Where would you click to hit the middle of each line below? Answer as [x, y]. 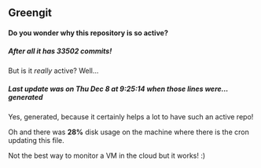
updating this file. [36, 140]
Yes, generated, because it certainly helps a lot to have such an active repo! [131, 116]
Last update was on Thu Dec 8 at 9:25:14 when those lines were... [118, 89]
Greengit [30, 13]
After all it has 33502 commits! [60, 51]
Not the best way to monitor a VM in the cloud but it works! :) [107, 155]
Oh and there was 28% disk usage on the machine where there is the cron [129, 132]
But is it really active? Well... [53, 71]
